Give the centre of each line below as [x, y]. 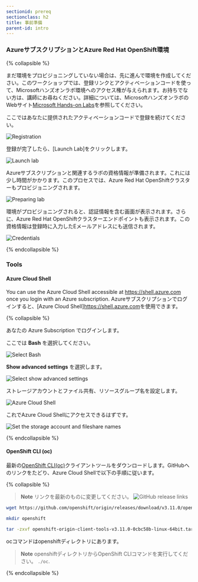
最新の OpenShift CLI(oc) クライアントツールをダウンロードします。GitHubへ [98, 465]
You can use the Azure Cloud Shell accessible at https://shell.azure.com [94, 292]
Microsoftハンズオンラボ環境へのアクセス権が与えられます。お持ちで [100, 90]
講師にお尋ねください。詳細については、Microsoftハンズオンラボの [108, 97]
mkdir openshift [26, 518]
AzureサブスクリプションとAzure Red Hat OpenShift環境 [88, 50]
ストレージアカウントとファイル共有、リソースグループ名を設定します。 [93, 391]
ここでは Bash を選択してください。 [50, 342]
